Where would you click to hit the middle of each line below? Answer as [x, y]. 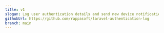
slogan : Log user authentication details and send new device [70, 14]
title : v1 [15, 9]
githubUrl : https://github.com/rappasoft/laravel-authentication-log [77, 18]
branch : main [18, 23]
